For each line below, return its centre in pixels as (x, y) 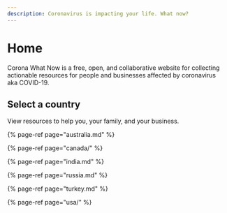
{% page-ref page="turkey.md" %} (58, 189)
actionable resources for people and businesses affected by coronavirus (112, 75)
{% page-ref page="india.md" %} (56, 162)
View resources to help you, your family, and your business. (93, 121)
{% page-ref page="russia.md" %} (58, 175)
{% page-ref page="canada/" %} (55, 148)
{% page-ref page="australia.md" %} (61, 135)
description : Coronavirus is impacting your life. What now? (98, 14)
